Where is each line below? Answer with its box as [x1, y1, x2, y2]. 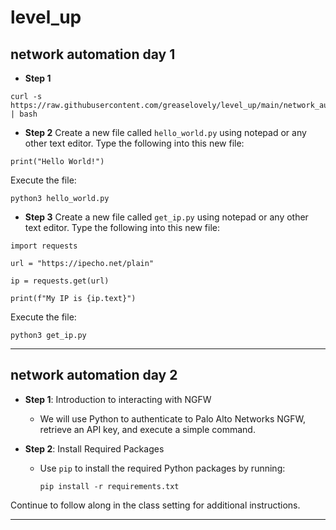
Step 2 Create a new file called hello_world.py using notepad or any [24, 127, 307, 138]
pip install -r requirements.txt [39, 481, 180, 491]
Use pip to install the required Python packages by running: [39, 462, 286, 474]
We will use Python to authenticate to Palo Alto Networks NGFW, [39, 412, 306, 425]
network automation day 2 [10, 367, 178, 384]
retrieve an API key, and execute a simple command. [39, 423, 256, 435]
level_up [10, 6, 82, 29]
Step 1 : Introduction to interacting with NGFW [24, 393, 212, 405]
